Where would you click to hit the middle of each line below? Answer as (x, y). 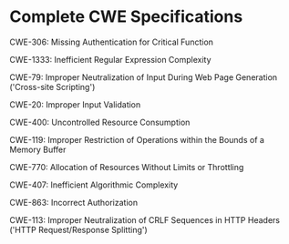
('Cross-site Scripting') (52, 86)
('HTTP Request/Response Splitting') (78, 229)
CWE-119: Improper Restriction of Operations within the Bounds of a (137, 139)
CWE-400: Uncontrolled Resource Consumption (100, 122)
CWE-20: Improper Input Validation (75, 104)
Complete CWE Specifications (126, 17)
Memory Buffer (38, 149)
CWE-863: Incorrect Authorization (74, 202)
